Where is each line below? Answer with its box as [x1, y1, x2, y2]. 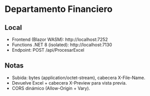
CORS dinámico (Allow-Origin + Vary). [11, 85, 90, 91]
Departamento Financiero [4, 3, 113, 15]
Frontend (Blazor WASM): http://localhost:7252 [11, 36, 108, 42]
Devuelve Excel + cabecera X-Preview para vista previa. [11, 80, 127, 86]
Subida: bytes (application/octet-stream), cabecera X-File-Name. [11, 75, 146, 81]
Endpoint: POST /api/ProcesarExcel [11, 47, 85, 53]
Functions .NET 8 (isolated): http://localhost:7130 [11, 42, 112, 48]
